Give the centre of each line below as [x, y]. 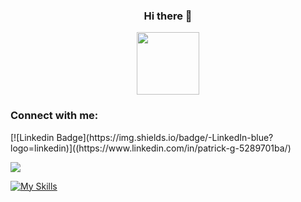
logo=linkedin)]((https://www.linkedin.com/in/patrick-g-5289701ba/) [151, 148]
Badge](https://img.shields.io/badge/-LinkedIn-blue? [165, 137]
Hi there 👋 [168, 16]
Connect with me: [54, 116]
